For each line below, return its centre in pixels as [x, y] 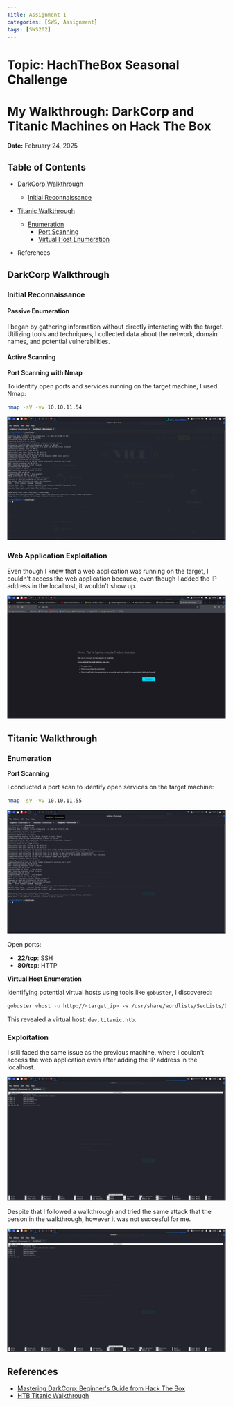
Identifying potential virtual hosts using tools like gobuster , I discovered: [110, 993]
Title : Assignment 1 [37, 15]
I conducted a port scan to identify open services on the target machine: [111, 787]
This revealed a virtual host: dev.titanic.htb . [72, 1019]
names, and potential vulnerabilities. [59, 341]
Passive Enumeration [38, 311]
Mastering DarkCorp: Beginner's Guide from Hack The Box [101, 1388]
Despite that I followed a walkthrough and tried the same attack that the [109, 1211]
